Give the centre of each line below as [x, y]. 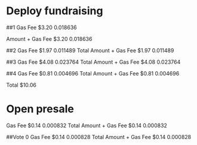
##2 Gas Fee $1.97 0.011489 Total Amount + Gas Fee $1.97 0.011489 [90, 50]
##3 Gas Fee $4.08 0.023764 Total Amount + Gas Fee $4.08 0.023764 [93, 62]
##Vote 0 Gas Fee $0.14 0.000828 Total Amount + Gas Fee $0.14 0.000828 [99, 137]
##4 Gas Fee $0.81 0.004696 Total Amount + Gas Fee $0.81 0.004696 [93, 73]
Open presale [40, 109]
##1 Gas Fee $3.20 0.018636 [41, 27]
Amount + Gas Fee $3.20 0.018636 [49, 39]
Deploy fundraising [55, 11]
